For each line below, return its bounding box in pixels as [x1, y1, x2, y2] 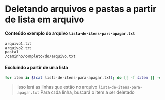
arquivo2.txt [5, 46, 32, 50]
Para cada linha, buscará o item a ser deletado [40, 89, 135, 95]
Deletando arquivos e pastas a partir [5, 3, 157, 15]
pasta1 [5, 50, 19, 55]
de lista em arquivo [5, 14, 84, 25]
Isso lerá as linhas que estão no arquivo [17, 84, 98, 90]
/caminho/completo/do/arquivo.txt [5, 54, 76, 59]
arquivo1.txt [5, 41, 32, 46]
